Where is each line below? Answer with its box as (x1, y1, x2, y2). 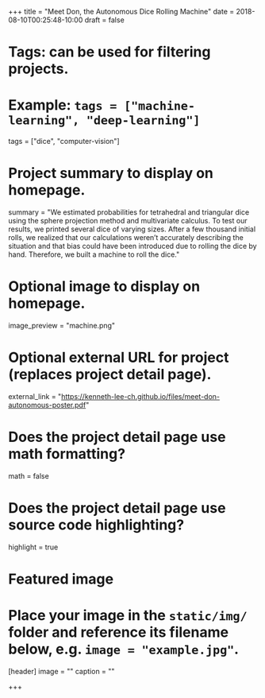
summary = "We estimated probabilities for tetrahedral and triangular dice (8, 207, 250, 217)
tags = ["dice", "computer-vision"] (8, 137, 121, 146)
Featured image (8, 570, 113, 587)
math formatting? (8, 445, 125, 463)
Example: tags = (8, 96, 117, 114)
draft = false (84, 15, 125, 25)
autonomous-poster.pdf (8, 400, 86, 409)
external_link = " (8, 391, 62, 401)
